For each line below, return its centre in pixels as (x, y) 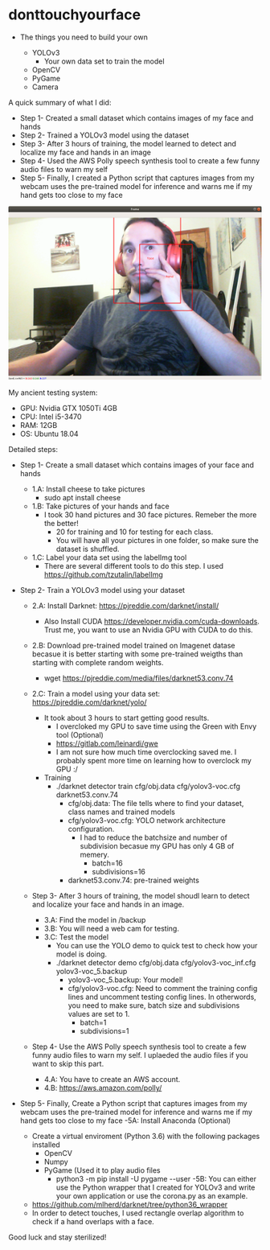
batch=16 (107, 863)
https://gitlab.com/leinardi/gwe (107, 744)
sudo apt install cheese (82, 498)
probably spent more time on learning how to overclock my (153, 761)
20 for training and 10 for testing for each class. (135, 532)
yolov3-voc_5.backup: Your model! (125, 980)
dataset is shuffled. (88, 549)
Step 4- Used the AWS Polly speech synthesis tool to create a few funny (140, 160)
